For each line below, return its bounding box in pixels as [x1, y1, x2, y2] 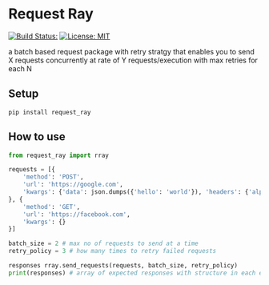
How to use [8, 130, 66, 144]
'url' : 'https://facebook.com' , [22, 210, 130, 219]
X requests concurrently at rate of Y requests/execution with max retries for [8, 55, 259, 65]
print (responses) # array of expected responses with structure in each [8, 269, 256, 277]
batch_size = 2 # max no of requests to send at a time [8, 239, 199, 248]
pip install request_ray [8, 108, 91, 116]
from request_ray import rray [8, 151, 110, 159]
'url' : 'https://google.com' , [22, 181, 124, 189]
